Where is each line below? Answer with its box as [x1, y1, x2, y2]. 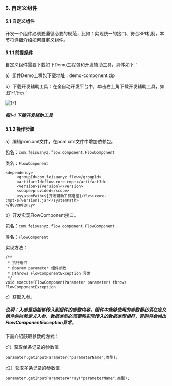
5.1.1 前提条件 [5, 49, 33, 56]
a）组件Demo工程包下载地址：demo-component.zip [5, 72, 115, 79]
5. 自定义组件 [5, 4, 38, 11]
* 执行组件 [7, 260, 28, 265]
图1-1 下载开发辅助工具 [5, 112, 53, 118]
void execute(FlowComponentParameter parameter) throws [5, 279, 127, 285]
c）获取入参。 [5, 294, 35, 300]
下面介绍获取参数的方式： [5, 333, 59, 339]
